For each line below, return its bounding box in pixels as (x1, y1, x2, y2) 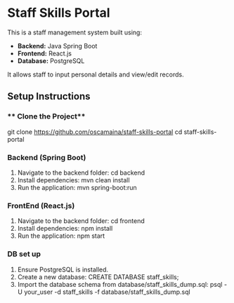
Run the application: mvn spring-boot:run (17, 183, 137, 191)
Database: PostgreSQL (17, 56, 85, 65)
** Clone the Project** (7, 112, 86, 121)
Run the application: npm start (17, 231, 105, 240)
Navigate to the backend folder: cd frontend (17, 217, 145, 225)
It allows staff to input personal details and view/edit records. (7, 70, 184, 79)
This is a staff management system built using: (7, 28, 143, 36)
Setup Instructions (7, 90, 91, 102)
